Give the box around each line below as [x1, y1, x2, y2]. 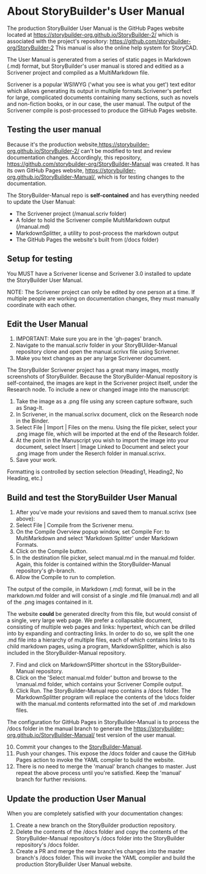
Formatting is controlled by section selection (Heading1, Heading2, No [7, 468, 183, 475]
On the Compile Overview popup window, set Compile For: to [15, 528, 170, 536]
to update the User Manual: [7, 198, 76, 206]
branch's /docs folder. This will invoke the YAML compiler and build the [15, 854, 195, 861]
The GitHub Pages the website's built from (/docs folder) [15, 235, 159, 243]
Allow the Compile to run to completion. [15, 574, 116, 581]
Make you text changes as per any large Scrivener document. [15, 355, 171, 362]
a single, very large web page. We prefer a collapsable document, [7, 617, 173, 624]
